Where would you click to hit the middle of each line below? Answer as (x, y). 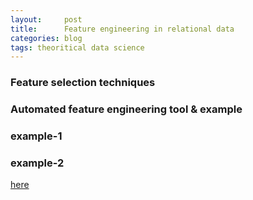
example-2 (37, 163)
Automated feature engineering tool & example (126, 109)
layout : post (46, 19)
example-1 (36, 136)
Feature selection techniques (83, 83)
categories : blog (46, 38)
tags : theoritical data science (77, 47)
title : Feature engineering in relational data (122, 29)
